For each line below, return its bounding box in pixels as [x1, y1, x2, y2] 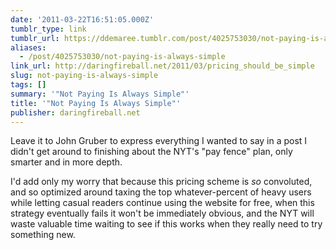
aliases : [10, 42, 47, 53]
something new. [10, 229, 76, 241]
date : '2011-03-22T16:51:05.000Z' [10, 14, 155, 25]
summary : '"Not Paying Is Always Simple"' [10, 89, 190, 99]
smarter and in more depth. [10, 156, 123, 168]
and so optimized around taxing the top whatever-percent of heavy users [10, 186, 312, 198]
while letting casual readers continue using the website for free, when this [10, 197, 315, 209]
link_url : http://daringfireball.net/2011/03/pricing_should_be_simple [10, 61, 315, 71]
